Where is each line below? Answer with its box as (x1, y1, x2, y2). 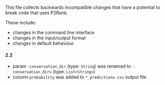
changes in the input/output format (12, 35, 86, 41)
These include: (5, 20, 37, 25)
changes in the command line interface (12, 30, 95, 35)
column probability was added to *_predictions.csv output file (12, 74, 147, 80)
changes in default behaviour (12, 40, 74, 46)
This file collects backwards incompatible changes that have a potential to (5, 5, 160, 10)
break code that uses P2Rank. (5, 10, 69, 16)
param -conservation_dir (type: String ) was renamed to (12, 63, 131, 69)
